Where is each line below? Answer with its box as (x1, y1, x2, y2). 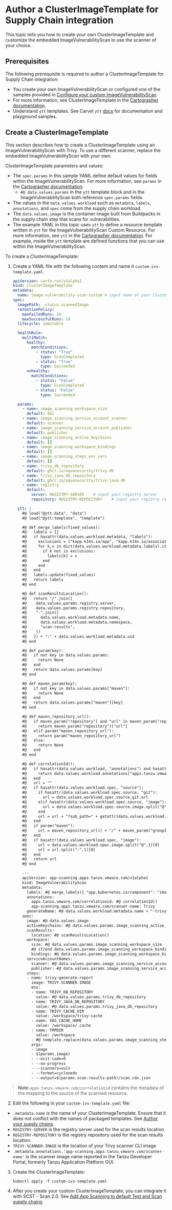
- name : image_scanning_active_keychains (22, 435, 112, 440)
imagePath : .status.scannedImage (17, 302, 89, 307)
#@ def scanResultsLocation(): (22, 591, 89, 596)
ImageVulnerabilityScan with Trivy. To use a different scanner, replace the (5, 147, 161, 153)
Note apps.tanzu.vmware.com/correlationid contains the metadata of (17, 1085, 164, 1091)
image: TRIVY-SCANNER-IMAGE (31, 980, 91, 985)
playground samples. (12, 113, 57, 119)
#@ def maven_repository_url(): (22, 714, 91, 719)
